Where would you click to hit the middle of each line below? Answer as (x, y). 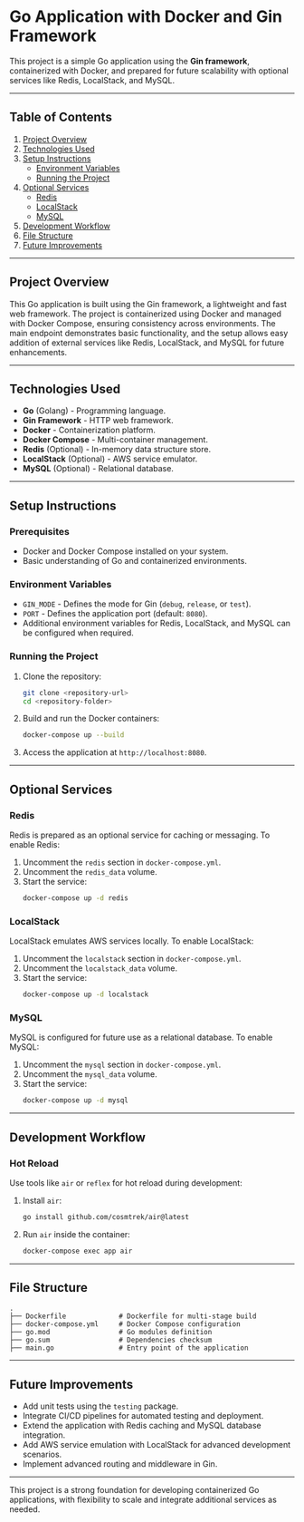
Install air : (42, 1200)
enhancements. (38, 352)
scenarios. (42, 1454)
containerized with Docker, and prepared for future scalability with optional (149, 71)
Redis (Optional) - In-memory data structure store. (116, 450)
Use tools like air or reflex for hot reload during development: (126, 1183)
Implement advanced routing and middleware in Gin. (120, 1464)
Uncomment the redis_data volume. (90, 871)
